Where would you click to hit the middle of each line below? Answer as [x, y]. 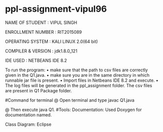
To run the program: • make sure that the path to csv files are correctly [77, 70]
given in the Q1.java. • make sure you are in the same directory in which [77, 75]
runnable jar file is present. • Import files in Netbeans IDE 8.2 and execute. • [82, 80]
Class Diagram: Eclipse [28, 124]
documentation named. [29, 115]
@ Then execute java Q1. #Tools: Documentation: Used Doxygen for [73, 110]
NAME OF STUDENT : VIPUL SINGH [41, 22]
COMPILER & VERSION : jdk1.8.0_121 [41, 51]
